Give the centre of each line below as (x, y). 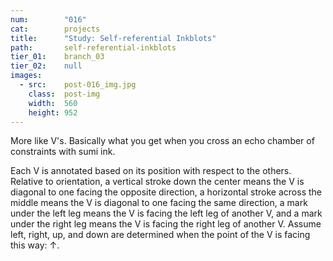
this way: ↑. (35, 245)
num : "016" (48, 19)
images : (26, 76)
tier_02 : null (46, 66)
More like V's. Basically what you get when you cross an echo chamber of (162, 141)
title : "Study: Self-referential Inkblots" (113, 38)
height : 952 (53, 112)
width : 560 (53, 103)
